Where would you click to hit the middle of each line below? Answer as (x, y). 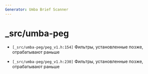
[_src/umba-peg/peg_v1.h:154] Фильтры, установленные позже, (78, 47)
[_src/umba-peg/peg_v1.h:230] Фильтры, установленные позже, (78, 61)
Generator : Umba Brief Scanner (37, 9)
